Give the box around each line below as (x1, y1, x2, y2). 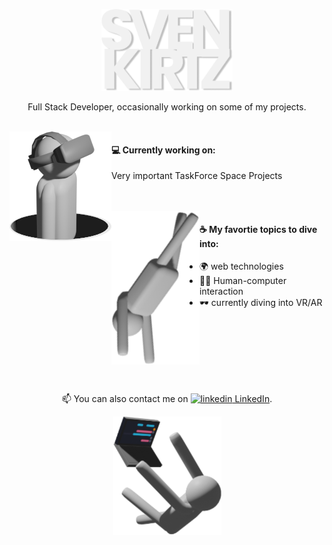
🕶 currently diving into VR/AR (199, 297, 323, 309)
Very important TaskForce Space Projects (111, 170, 283, 182)
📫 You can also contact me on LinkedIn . (61, 393, 273, 405)
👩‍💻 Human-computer (199, 275, 287, 287)
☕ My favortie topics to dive (199, 223, 318, 235)
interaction (199, 285, 244, 298)
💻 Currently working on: (111, 144, 216, 156)
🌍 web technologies (199, 260, 284, 273)
